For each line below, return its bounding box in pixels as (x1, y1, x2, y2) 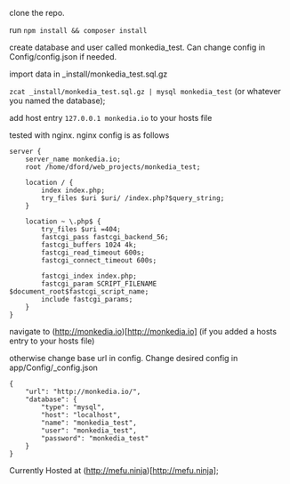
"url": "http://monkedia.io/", (25, 387, 141, 396)
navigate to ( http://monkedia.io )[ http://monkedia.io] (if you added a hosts (9, 327, 278, 336)
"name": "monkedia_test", (41, 418, 138, 427)
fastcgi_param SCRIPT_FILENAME (41, 279, 157, 288)
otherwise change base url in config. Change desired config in (9, 353, 238, 363)
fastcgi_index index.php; (41, 271, 138, 280)
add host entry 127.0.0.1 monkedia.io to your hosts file (9, 113, 213, 123)
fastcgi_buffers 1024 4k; (41, 240, 138, 249)
